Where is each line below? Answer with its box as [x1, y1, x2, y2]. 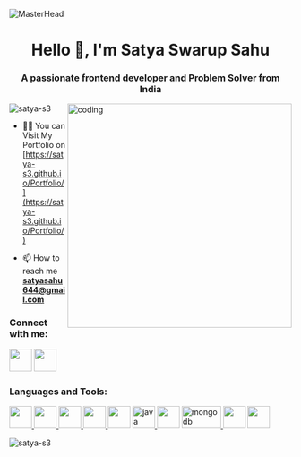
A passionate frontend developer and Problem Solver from [21, 72, 280, 84]
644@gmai [21, 285, 65, 296]
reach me [21, 265, 58, 277]
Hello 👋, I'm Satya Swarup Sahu [30, 40, 271, 60]
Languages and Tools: [9, 385, 107, 398]
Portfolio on [21, 140, 65, 151]
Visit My [21, 130, 53, 141]
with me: [9, 328, 48, 341]
